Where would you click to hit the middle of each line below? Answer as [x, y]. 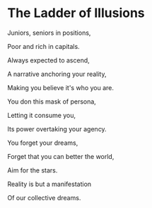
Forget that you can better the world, [61, 156]
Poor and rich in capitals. [43, 46]
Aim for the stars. [33, 170]
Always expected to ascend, [48, 60]
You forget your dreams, [43, 143]
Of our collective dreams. [44, 197]
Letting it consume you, [42, 115]
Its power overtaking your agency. [57, 128]
